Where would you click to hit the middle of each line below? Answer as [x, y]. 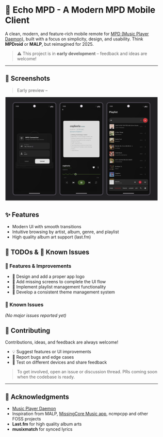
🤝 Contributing [28, 331]
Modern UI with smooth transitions [47, 226]
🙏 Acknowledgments [37, 397]
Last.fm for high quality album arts [47, 424]
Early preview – [32, 90]
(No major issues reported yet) [36, 315]
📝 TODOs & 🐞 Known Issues [47, 252]
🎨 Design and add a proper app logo [48, 276]
